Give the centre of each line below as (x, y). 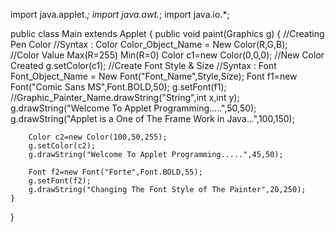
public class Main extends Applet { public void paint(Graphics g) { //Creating (167, 33)
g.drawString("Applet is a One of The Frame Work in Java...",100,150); (152, 118)
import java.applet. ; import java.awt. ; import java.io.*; (120, 14)
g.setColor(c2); (62, 146)
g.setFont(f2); (60, 181)
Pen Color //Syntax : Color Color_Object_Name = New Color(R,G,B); (149, 44)
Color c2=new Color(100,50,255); (98, 137)
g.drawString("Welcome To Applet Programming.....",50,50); (133, 108)
